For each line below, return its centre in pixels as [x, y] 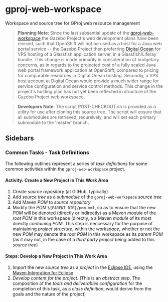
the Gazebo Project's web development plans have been [100, 38]
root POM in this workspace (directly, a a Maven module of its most [82, 218]
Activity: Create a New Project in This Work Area [57, 180]
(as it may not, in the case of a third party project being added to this [83, 239]
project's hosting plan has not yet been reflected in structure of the [87, 91]
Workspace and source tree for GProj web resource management [73, 23]
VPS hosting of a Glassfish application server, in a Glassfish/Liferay [87, 54]
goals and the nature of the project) [49, 294]
